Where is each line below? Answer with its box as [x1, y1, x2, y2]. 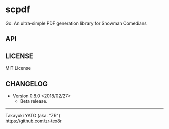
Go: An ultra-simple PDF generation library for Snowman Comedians [5, 20, 147, 26]
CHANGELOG [5, 79, 48, 88]
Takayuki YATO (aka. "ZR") [5, 112, 61, 118]
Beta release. [20, 98, 48, 104]
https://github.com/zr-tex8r [5, 118, 62, 124]
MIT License [5, 65, 31, 71]
